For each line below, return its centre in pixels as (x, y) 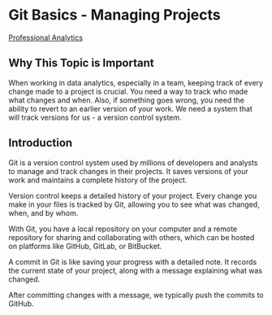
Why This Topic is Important (81, 63)
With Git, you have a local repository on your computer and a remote (123, 229)
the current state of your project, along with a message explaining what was (135, 270)
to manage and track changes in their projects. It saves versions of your (129, 171)
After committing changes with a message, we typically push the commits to (136, 295)
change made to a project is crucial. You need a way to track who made (128, 91)
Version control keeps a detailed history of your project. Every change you (133, 195)
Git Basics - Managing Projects (114, 15)
